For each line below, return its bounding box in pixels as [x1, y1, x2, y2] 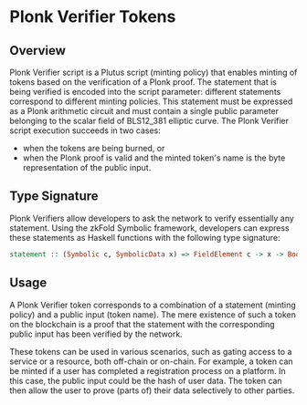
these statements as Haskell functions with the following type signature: [9, 232, 281, 243]
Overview [9, 43, 67, 58]
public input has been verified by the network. [9, 328, 183, 339]
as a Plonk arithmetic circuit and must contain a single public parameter [9, 106, 280, 116]
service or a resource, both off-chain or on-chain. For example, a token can [9, 356, 294, 367]
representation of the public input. [22, 162, 152, 172]
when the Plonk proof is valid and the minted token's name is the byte [22, 152, 286, 163]
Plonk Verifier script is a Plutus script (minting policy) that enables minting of [9, 67, 298, 78]
